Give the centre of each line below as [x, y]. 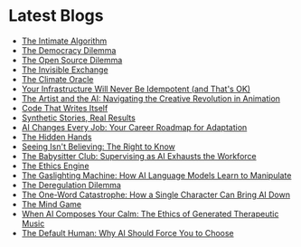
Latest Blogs [56, 16]
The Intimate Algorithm [64, 41]
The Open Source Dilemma [72, 60]
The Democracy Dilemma [69, 50]
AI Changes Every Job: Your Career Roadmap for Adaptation [134, 127]
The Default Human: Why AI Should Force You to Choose [127, 233]
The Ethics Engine [55, 166]
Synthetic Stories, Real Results [79, 118]
